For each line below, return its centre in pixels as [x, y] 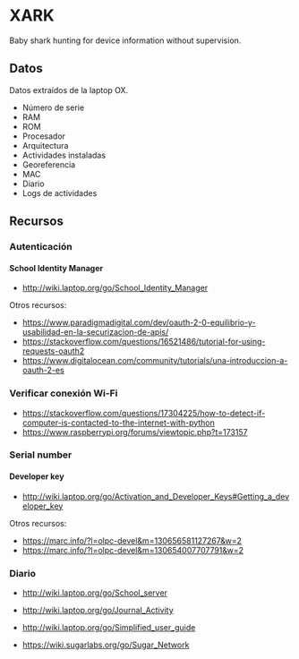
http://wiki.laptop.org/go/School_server [95, 593]
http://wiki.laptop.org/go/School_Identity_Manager [115, 288]
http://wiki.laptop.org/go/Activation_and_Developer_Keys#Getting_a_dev [156, 496]
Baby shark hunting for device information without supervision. [125, 40]
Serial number [41, 455]
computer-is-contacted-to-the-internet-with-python [118, 423]
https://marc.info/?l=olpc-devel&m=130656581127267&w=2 [132, 540]
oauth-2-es [43, 370]
